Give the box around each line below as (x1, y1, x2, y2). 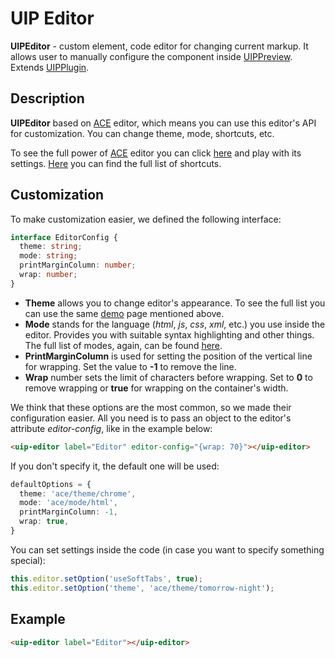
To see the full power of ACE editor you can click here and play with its (10, 147, 302, 159)
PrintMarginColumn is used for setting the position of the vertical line (24, 350, 313, 362)
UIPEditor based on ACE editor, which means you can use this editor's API (10, 117, 317, 129)
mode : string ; (19, 251, 78, 261)
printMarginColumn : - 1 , (19, 507, 118, 517)
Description (10, 90, 85, 107)
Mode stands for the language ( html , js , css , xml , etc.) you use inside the (24, 318, 326, 330)
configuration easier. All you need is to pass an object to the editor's (10, 412, 292, 424)
